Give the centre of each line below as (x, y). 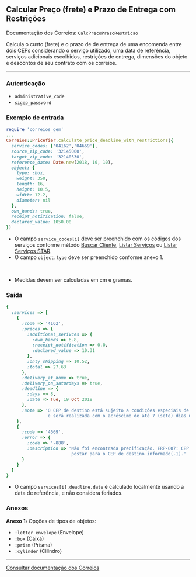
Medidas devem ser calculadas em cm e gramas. (73, 280)
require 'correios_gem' (35, 130)
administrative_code (39, 97)
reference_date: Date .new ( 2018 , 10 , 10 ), (62, 162)
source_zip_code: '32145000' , (48, 151)
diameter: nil (34, 200)
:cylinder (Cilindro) (38, 551)
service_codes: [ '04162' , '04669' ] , (55, 146)
